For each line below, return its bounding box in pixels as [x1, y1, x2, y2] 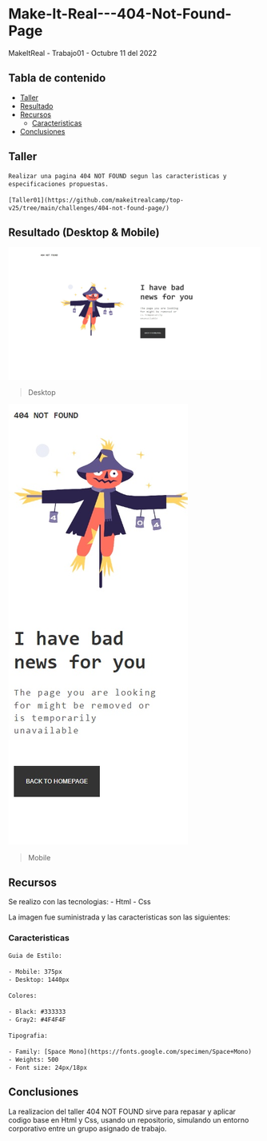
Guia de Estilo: [8, 951, 62, 959]
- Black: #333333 [8, 1007, 66, 1015]
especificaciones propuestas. [8, 180, 110, 188]
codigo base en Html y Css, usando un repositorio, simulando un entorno [8, 1115, 249, 1124]
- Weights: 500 [8, 1055, 59, 1063]
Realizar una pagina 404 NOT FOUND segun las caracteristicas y [8, 172, 227, 180]
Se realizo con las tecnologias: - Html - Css [8, 897, 151, 907]
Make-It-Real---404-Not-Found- [8, 5, 232, 23]
